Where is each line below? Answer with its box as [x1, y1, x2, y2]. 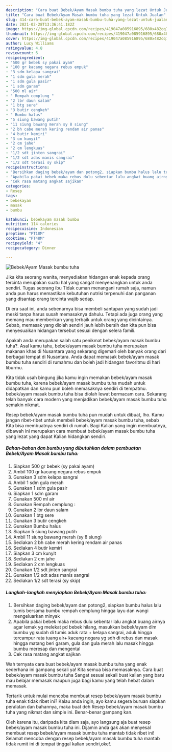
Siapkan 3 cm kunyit [13, 550, 57, 556]
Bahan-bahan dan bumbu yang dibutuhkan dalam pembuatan [6, 445, 141, 451]
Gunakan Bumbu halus [13, 523, 61, 529]
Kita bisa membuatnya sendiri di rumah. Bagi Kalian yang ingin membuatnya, [6, 422, 167, 428]
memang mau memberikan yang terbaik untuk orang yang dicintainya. [6, 316, 153, 323]
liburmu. [6, 364, 23, 370]
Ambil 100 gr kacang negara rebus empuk [13, 469, 102, 475]
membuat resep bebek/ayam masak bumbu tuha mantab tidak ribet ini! [6, 730, 155, 736]
